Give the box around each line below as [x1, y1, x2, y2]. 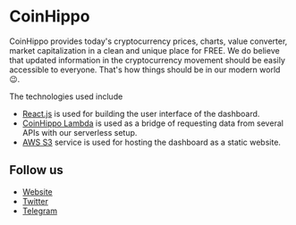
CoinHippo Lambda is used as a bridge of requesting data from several [21, 118, 284, 129]
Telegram [21, 205, 58, 216]
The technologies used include [9, 91, 123, 102]
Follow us [9, 162, 64, 178]
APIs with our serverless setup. [21, 127, 138, 137]
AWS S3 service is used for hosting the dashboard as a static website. [21, 137, 282, 147]
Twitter [21, 196, 49, 206]
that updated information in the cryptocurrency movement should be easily [9, 54, 286, 65]
